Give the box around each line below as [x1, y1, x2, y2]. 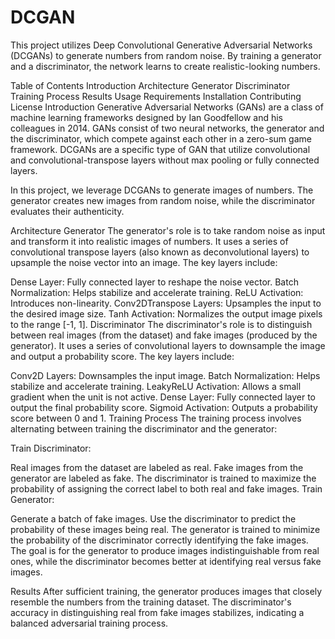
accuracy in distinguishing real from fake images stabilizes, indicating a [10, 606, 305, 618]
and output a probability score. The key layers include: [10, 350, 235, 362]
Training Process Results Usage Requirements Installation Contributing [10, 90, 302, 102]
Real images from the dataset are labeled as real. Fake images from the [10, 461, 304, 473]
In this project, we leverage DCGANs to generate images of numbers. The [10, 184, 314, 196]
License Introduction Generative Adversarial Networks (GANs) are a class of [10, 101, 324, 113]
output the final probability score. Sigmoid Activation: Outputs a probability [10, 401, 318, 413]
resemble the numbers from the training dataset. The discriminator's [10, 596, 292, 608]
